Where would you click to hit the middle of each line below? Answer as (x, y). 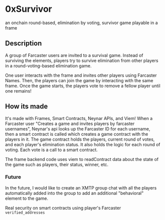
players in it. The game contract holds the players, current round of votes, (80, 139)
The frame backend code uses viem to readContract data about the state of (82, 159)
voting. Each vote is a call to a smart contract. (51, 150)
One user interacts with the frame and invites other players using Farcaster (81, 75)
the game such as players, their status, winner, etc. (57, 164)
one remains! (18, 91)
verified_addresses (25, 213)
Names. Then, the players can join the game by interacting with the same (79, 80)
